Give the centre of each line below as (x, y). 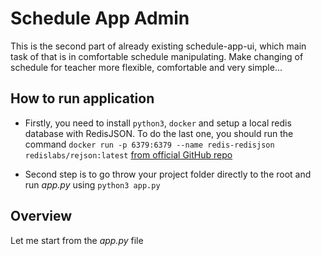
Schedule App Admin (100, 18)
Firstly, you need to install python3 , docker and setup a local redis (158, 123)
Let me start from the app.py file (77, 240)
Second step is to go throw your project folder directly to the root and (168, 174)
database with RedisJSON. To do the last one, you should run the (159, 133)
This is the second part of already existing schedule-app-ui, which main (158, 46)
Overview (41, 216)
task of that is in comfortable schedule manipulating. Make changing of (157, 56)
